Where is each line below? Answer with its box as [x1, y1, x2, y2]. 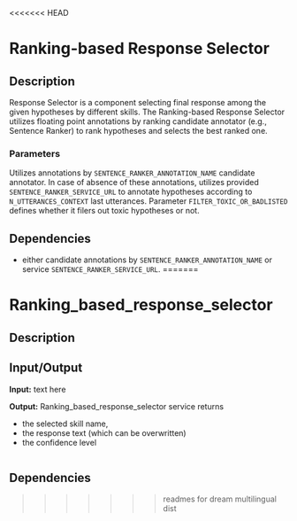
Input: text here [9, 384, 66, 394]
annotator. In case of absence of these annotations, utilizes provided [9, 177, 259, 188]
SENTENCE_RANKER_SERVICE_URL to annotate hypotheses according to [9, 186, 253, 198]
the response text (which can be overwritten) [21, 427, 187, 438]
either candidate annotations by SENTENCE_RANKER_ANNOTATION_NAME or [21, 254, 272, 265]
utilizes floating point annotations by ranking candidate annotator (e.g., [9, 116, 267, 127]
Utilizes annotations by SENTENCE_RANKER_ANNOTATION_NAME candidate [9, 167, 255, 178]
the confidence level [21, 437, 97, 447]
